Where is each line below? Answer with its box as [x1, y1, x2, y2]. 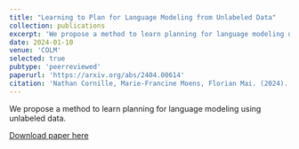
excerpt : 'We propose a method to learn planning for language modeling [9, 29, 285, 38]
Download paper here [9, 129, 89, 140]
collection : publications [9, 21, 105, 30]
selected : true [9, 54, 66, 63]
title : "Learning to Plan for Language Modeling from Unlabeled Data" [9, 12, 277, 22]
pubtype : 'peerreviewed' [9, 63, 101, 72]
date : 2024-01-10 [9, 37, 74, 47]
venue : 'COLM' [9, 46, 62, 55]
